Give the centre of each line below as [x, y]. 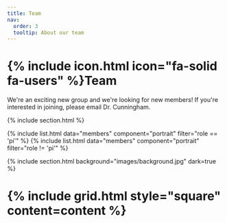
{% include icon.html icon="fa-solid [112, 66]
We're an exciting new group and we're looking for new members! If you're [112, 100]
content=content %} [67, 211]
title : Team [24, 13]
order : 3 [26, 26]
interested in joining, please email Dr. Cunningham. [79, 107]
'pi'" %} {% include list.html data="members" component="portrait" [103, 141]
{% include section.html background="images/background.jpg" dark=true [112, 161]
